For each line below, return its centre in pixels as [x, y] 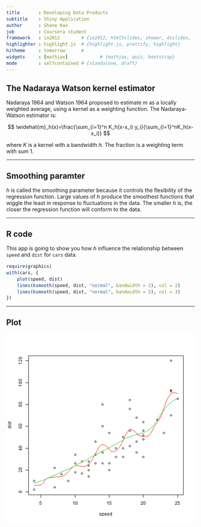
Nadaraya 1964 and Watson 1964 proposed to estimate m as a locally [92, 103]
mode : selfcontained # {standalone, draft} [72, 63]
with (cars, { [22, 273]
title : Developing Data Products [57, 13]
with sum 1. [20, 151]
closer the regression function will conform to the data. [74, 209]
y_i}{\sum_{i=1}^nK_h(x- [164, 127]
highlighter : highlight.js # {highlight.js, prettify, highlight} [93, 44]
